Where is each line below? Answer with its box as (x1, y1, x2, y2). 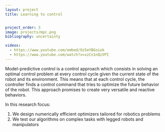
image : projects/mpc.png (5, 30, 56, 34)
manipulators (12, 121, 39, 127)
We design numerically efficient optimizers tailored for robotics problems (12, 111, 161, 117)
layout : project (5, 7, 38, 12)
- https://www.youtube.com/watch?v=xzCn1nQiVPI (9, 52, 109, 57)
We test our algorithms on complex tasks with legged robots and (12, 116, 144, 122)
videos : (5, 43, 21, 48)
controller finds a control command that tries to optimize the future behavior (5, 81, 160, 87)
